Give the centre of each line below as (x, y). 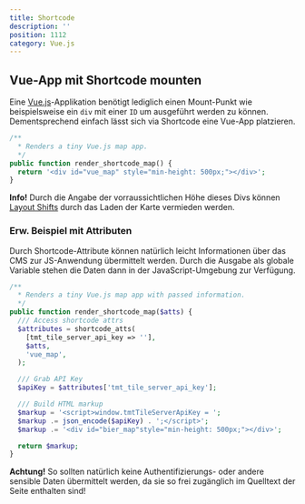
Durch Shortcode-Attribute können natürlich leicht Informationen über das (148, 250)
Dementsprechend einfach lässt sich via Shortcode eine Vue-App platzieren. (152, 121)
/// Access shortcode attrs (71, 321)
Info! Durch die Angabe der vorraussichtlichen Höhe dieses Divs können (145, 197)
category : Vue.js (42, 43)
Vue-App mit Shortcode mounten (106, 80)
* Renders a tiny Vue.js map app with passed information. (132, 295)
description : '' (40, 26)
